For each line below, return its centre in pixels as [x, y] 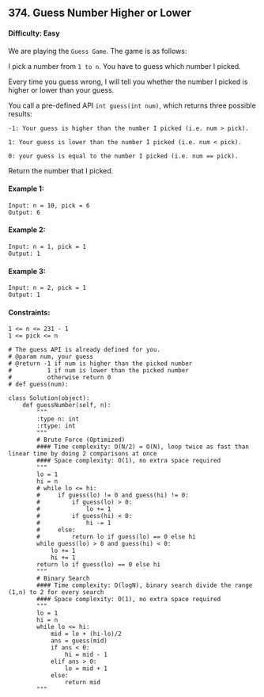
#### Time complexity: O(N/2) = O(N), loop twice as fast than [143, 447]
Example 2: [27, 230]
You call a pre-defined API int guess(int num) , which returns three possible [132, 105]
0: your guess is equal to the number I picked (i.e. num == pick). [123, 156]
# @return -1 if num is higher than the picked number [100, 364]
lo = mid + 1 [86, 668]
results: [21, 113]
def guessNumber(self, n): [67, 406]
